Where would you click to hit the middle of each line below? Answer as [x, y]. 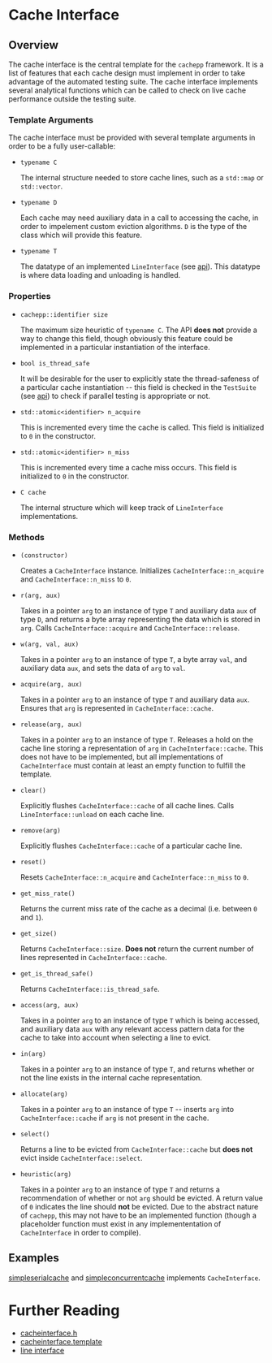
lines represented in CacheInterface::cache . [94, 957]
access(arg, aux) [50, 1005]
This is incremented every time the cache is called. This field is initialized [142, 427]
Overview [34, 45]
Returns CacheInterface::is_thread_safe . [90, 989]
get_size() [39, 933]
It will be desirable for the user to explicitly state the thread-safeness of [140, 379]
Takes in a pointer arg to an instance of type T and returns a [120, 1189]
